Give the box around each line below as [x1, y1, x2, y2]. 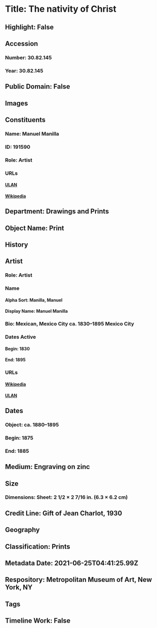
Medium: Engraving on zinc [5, 463, 90, 471]
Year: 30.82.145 [5, 67, 43, 74]
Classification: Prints [5, 542, 71, 551]
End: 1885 [5, 447, 29, 454]
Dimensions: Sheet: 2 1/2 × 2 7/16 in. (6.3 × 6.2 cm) [5, 494, 128, 501]
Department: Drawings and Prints [5, 207, 109, 216]
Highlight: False [5, 23, 54, 31]
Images [5, 99, 28, 107]
